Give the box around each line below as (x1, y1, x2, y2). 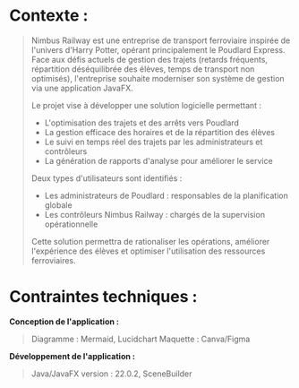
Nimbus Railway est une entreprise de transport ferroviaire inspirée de (30, 35, 291, 46)
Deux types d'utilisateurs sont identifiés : (30, 172, 183, 184)
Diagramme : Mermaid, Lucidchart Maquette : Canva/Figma (30, 333, 251, 344)
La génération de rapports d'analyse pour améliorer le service (44, 155, 273, 166)
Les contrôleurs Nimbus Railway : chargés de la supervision (44, 209, 266, 220)
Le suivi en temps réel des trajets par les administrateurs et (44, 136, 263, 147)
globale (44, 199, 73, 211)
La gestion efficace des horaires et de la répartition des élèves (44, 126, 276, 137)
